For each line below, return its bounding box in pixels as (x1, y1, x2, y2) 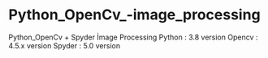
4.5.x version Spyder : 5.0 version (8, 40, 121, 50)
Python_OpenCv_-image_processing (8, 6, 262, 24)
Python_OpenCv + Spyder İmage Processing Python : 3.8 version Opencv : (8, 32, 258, 42)
